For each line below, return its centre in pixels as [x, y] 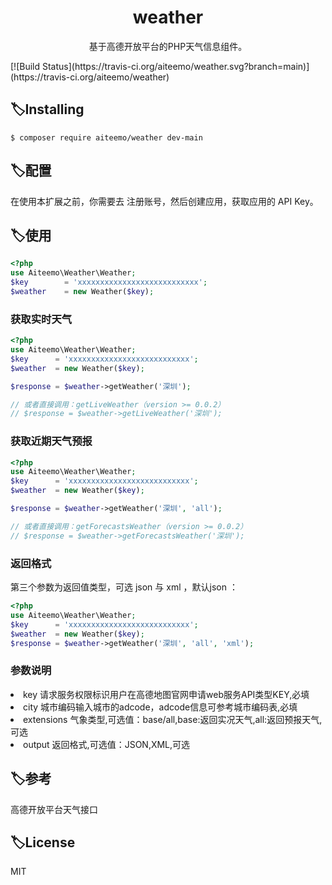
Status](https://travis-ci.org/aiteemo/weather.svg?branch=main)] [175, 66]
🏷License [43, 842]
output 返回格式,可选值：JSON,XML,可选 [107, 744]
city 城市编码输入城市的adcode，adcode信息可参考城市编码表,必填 [160, 707]
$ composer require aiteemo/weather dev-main [106, 137]
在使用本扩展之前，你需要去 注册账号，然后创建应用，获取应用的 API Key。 [164, 201]
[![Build [25, 66]
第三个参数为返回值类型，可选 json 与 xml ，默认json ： [124, 587]
